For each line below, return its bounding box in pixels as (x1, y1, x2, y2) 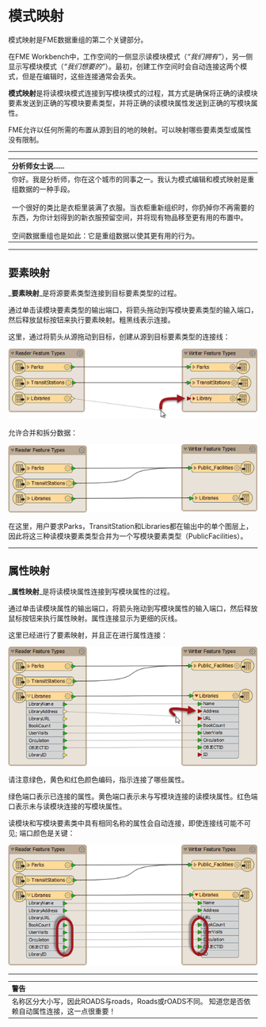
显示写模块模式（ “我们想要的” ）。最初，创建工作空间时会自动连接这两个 (8, 61, 241, 71)
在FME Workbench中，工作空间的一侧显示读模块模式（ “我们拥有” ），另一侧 (8, 51, 253, 61)
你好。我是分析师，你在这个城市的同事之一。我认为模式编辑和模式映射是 (11, 174, 248, 184)
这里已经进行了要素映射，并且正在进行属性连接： (8, 630, 168, 640)
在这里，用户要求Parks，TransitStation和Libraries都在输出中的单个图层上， (8, 522, 253, 531)
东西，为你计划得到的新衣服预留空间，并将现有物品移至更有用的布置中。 (11, 212, 248, 222)
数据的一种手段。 (18, 184, 74, 194)
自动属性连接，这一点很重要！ (18, 1006, 116, 1016)
